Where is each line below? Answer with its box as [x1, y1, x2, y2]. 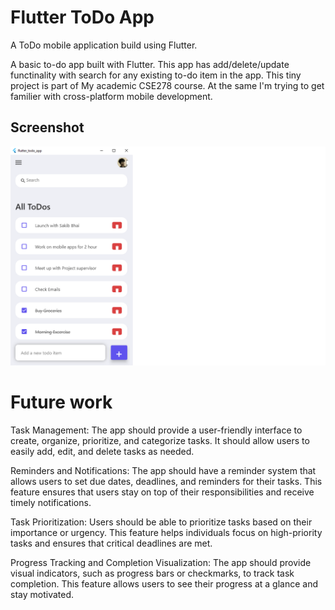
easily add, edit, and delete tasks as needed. [10, 446, 195, 458]
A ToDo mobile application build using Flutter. [10, 39, 198, 51]
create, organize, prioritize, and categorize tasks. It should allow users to [10, 435, 310, 447]
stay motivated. [10, 589, 75, 601]
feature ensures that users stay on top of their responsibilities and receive [10, 486, 315, 498]
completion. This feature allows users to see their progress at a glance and [10, 578, 318, 590]
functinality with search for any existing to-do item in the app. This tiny [10, 69, 302, 81]
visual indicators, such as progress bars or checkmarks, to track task [10, 567, 295, 580]
